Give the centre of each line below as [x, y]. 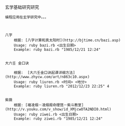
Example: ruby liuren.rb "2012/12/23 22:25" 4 [62, 86]
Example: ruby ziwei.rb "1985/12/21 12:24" [58, 119]
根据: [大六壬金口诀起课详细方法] [44, 73]
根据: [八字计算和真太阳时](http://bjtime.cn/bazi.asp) [67, 40]
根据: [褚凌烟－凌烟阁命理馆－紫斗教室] [49, 105]
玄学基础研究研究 [22, 7]
